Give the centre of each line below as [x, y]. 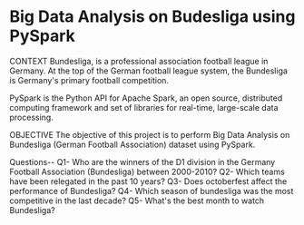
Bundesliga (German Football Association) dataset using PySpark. [132, 144]
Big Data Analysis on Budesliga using [152, 17]
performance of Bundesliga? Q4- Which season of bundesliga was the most [152, 191]
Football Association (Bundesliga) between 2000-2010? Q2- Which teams [147, 171]
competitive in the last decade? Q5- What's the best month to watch [137, 201]
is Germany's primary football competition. [89, 80]
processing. [32, 117]
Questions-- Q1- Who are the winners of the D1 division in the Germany [142, 161]
